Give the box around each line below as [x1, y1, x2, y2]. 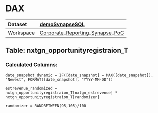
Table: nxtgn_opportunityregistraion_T [5, 46, 129, 55]
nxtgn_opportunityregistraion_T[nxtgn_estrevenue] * [5, 90, 118, 95]
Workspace [8, 29, 35, 36]
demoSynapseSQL [39, 21, 85, 28]
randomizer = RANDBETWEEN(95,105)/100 [5, 103, 86, 108]
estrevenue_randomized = [5, 86, 57, 91]
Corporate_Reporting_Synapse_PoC [39, 29, 124, 36]
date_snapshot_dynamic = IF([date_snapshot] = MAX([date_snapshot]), [5, 73, 154, 78]
